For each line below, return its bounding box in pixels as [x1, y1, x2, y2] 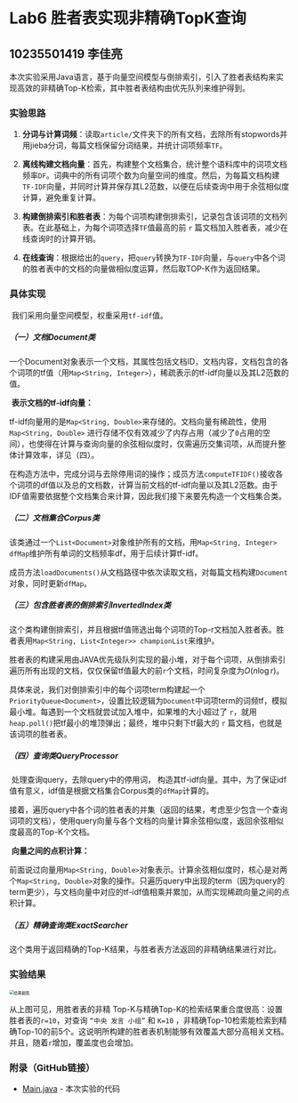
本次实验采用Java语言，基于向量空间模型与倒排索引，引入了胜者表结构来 [9, 72, 277, 82]
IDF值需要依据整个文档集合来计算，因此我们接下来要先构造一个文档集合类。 [9, 490, 287, 501]
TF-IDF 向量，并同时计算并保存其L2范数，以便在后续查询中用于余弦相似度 [21, 181, 290, 192]
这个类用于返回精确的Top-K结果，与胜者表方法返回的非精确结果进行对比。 [9, 944, 282, 954]
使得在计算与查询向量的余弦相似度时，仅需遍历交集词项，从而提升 [36, 438, 278, 449]
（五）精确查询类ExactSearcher [9, 920, 129, 930]
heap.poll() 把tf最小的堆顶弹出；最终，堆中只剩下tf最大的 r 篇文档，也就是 [9, 717, 283, 728]
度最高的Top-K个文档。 [9, 826, 95, 837]
